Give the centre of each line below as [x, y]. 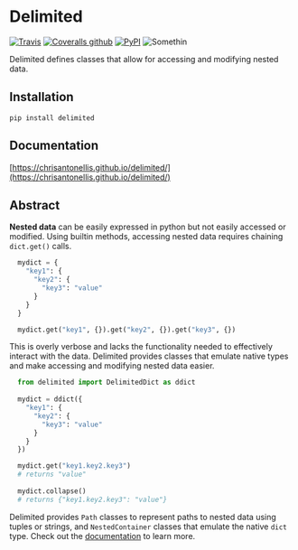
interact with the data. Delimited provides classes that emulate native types [149, 356]
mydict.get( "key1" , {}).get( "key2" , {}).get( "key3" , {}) [127, 330]
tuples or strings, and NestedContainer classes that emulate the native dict [148, 527]
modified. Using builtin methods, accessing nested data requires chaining [146, 237]
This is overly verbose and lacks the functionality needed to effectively [141, 347]
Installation [42, 97]
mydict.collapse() [52, 491]
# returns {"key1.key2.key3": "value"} [93, 499]
